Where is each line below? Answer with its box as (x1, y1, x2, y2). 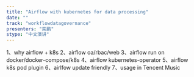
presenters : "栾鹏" (6, 25, 54, 32)
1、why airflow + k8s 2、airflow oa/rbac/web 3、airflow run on (6, 49, 165, 56)
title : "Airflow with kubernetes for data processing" (6, 8, 149, 15)
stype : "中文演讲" (6, 32, 50, 38)
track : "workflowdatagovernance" (6, 20, 92, 26)
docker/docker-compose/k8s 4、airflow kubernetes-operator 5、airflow (6, 56, 189, 64)
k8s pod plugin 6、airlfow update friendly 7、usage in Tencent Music (6, 64, 181, 72)
